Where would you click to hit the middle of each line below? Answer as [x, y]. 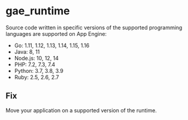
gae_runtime [38, 11]
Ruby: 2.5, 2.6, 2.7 [37, 77]
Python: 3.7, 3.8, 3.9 [39, 70]
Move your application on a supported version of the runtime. [81, 110]
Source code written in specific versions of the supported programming [94, 27]
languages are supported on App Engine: [56, 33]
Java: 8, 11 [27, 51]
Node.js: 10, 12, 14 [37, 58]
